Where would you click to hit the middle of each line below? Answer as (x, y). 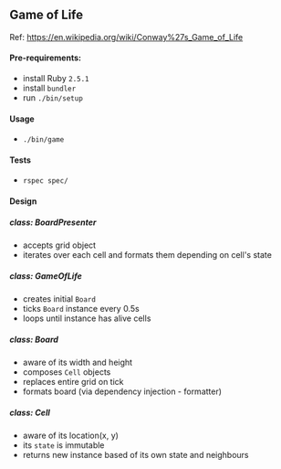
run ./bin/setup (53, 98)
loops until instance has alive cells (87, 318)
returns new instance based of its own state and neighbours (135, 454)
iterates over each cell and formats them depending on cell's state (147, 254)
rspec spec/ (45, 181)
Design (23, 201)
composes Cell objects (67, 372)
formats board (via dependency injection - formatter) (122, 391)
